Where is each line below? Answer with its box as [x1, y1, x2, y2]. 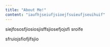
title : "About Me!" [5, 7, 47, 13]
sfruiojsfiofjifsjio [5, 36, 39, 42]
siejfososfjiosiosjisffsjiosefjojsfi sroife [5, 26, 83, 32]
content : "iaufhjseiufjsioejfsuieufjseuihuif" [5, 12, 105, 17]
